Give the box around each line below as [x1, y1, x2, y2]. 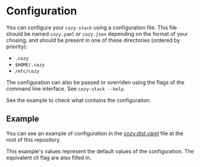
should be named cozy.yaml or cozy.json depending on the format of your [6, 30, 188, 37]
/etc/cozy [14, 68, 40, 74]
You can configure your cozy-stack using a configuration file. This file [6, 24, 177, 31]
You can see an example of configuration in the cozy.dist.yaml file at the [6, 129, 184, 137]
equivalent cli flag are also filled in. [6, 154, 91, 161]
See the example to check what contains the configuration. [6, 97, 151, 104]
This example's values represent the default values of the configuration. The [6, 147, 194, 154]
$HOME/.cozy [14, 61, 45, 68]
